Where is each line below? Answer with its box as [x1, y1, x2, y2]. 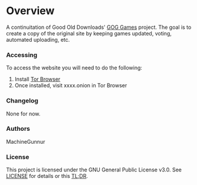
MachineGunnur [6, 138, 45, 145]
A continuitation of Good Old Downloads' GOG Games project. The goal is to [6, 24, 192, 31]
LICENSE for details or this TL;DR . [6, 173, 88, 180]
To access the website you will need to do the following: [6, 64, 143, 71]
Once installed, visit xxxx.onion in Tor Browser [14, 82, 127, 89]
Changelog [6, 97, 38, 105]
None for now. [6, 110, 41, 117]
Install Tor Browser [14, 75, 61, 83]
